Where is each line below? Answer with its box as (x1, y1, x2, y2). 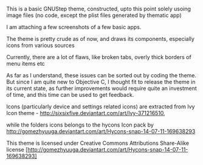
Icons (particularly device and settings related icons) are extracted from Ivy (6, 103, 195, 110)
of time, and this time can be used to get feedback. (6, 91, 134, 98)
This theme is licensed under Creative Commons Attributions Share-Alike (6, 139, 190, 147)
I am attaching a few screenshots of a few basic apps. (6, 24, 142, 30)
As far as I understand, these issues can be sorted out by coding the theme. (6, 72, 196, 79)
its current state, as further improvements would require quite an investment (6, 85, 198, 92)
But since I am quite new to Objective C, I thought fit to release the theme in (6, 79, 196, 85)
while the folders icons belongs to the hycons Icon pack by (6, 121, 154, 128)
